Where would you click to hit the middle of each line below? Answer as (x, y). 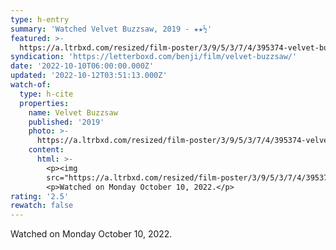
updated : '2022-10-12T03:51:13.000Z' (89, 76)
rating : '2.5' (40, 196)
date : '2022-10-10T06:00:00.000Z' (82, 66)
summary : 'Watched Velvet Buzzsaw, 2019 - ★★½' (111, 29)
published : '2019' (66, 122)
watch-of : (31, 85)
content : (46, 150)
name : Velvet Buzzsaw (73, 112)
